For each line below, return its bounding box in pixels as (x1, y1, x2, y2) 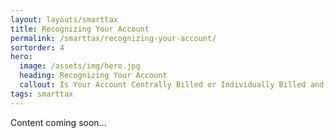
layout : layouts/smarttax (10, 14, 118, 25)
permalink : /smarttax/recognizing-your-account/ (10, 33, 217, 43)
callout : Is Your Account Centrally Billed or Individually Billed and (19, 80, 325, 90)
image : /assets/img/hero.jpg (19, 61, 141, 71)
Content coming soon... (10, 116, 107, 128)
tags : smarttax (10, 89, 74, 99)
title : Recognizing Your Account (10, 24, 150, 34)
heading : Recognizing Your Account (19, 71, 168, 81)
